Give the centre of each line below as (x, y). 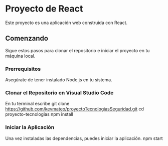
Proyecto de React (44, 9)
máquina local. (20, 56)
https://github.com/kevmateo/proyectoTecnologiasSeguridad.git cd (75, 109)
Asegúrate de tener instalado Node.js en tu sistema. (59, 80)
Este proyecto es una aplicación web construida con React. (66, 23)
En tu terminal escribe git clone (37, 104)
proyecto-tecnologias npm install (39, 114)
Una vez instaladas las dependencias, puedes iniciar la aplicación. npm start (84, 138)
